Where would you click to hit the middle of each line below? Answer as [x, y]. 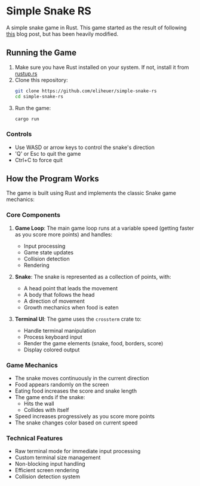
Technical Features [35, 438]
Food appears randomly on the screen [62, 385]
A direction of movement [54, 301]
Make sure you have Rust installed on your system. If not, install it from [102, 67]
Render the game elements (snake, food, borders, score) [93, 343]
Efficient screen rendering [47, 470]
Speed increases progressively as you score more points [85, 417]
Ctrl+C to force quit [39, 160]
